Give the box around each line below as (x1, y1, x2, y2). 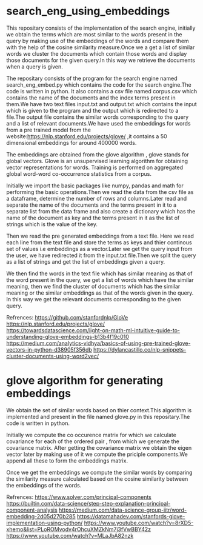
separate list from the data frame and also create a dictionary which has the (6, 207, 196, 215)
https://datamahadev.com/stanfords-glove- (76, 512, 185, 520)
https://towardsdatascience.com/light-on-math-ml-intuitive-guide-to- (6, 326, 181, 334)
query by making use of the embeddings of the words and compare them (6, 37, 189, 44)
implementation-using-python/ (6, 519, 83, 526)
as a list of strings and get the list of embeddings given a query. (6, 258, 165, 265)
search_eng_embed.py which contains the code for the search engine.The (6, 81, 192, 89)
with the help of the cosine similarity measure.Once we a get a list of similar (6, 44, 195, 51)
